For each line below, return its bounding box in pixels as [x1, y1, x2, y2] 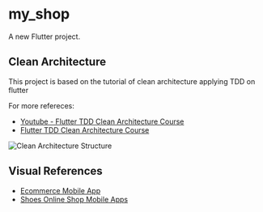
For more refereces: [8, 100, 75, 110]
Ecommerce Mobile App [19, 185, 101, 195]
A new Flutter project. [8, 32, 81, 41]
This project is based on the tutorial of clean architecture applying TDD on [8, 76, 256, 86]
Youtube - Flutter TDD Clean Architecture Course [19, 117, 185, 126]
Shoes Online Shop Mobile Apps [19, 194, 128, 204]
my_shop [8, 5, 70, 23]
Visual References [8, 164, 103, 178]
